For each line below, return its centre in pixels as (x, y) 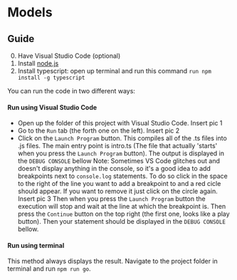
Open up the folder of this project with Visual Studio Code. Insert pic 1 (120, 123)
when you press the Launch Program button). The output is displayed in (121, 153)
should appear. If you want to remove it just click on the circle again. (118, 191)
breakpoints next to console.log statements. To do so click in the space (122, 176)
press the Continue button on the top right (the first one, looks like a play (123, 214)
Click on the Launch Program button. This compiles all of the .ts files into (122, 138)
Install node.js (38, 63)
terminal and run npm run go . (49, 269)
